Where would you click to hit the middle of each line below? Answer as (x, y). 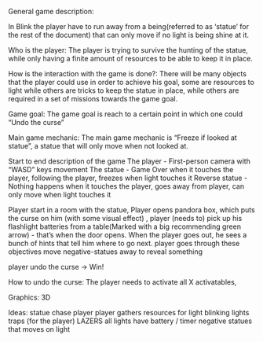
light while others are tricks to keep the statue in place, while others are (124, 90)
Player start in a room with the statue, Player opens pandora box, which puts (131, 210)
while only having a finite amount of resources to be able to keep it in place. (130, 59)
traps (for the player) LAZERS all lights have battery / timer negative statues (130, 321)
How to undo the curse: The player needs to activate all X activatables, (122, 282)
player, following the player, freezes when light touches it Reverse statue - (128, 178)
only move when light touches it (60, 195)
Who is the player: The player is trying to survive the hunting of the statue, (128, 50)
